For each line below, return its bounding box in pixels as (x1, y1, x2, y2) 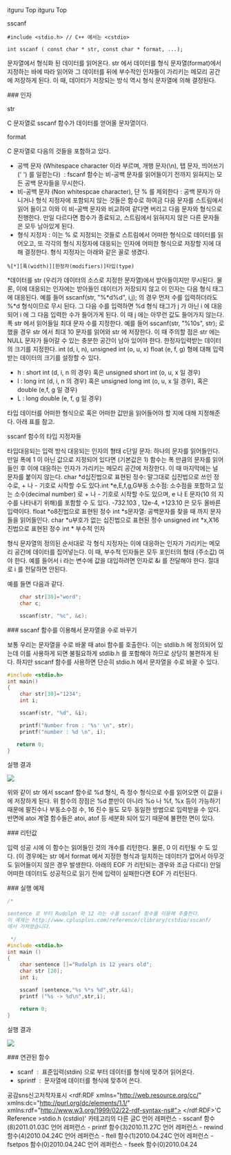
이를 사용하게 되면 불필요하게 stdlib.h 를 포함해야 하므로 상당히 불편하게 (19, 649, 212, 657)
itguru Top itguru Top (7, 6, 68, 14)
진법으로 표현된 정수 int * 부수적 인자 (7, 525, 106, 532)
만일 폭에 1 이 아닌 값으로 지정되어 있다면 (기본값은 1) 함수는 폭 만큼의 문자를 (7, 456, 212, 463)
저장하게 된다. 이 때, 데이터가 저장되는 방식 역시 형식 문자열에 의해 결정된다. (14, 76, 217, 84)
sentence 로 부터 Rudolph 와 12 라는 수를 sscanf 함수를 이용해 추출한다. (7, 911, 201, 918)
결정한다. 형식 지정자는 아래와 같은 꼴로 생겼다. (24, 248, 150, 256)
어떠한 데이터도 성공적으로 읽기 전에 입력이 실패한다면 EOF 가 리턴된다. (7, 869, 198, 877)
